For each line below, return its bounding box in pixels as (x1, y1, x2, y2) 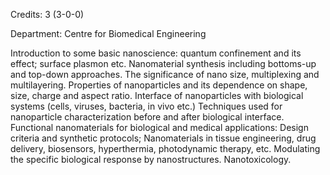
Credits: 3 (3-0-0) (10, 9, 85, 20)
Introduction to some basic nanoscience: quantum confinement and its (10, 47, 302, 59)
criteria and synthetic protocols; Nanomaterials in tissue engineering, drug (10, 132, 317, 144)
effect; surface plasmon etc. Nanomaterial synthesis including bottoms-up (10, 58, 317, 69)
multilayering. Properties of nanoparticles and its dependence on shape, (10, 79, 308, 91)
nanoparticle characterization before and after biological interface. (10, 111, 285, 123)
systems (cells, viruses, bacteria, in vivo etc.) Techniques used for (10, 100, 283, 112)
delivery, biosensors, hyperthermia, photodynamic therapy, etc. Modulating (10, 143, 321, 154)
